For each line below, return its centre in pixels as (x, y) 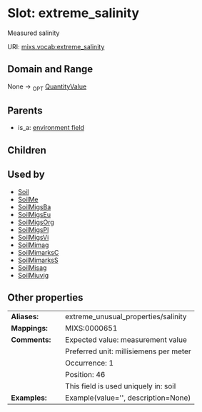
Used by (26, 175)
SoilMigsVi (33, 237)
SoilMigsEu (34, 214)
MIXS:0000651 (91, 328)
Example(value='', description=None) (128, 398)
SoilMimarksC (38, 252)
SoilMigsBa (34, 207)
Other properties (45, 297)
